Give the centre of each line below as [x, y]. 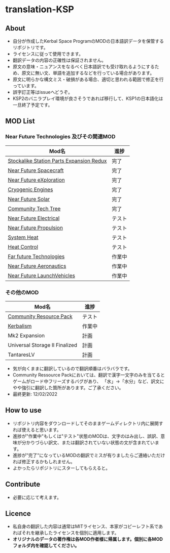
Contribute [23, 484]
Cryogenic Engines [30, 189]
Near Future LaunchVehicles [41, 275]
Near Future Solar [29, 199]
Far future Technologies [36, 256]
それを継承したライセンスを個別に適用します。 [70, 533]
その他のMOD [22, 292]
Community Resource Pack [40, 316]
